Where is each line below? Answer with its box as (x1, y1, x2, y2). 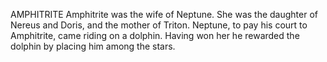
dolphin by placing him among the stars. (10, 40, 176, 52)
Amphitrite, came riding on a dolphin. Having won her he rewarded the (10, 30, 300, 41)
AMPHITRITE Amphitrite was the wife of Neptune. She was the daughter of (10, 9, 319, 20)
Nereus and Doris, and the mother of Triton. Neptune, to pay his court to (10, 19, 308, 31)
